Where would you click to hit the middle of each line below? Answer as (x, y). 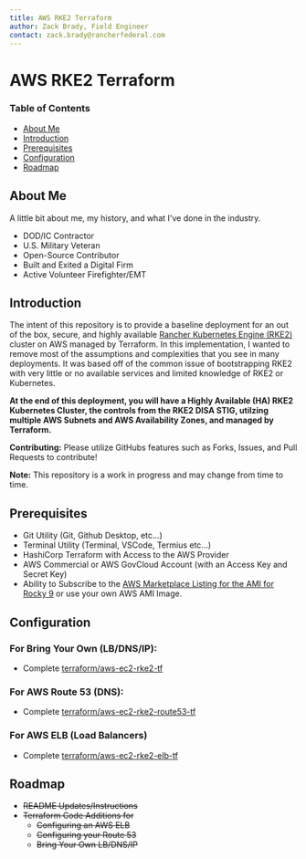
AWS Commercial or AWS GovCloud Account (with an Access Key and (155, 565)
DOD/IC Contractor (58, 236)
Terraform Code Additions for (78, 816)
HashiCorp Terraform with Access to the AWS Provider (126, 555)
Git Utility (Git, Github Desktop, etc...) (92, 536)
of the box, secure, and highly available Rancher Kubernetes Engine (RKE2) (151, 335)
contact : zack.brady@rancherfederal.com (88, 35)
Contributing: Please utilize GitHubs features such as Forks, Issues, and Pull (153, 447)
